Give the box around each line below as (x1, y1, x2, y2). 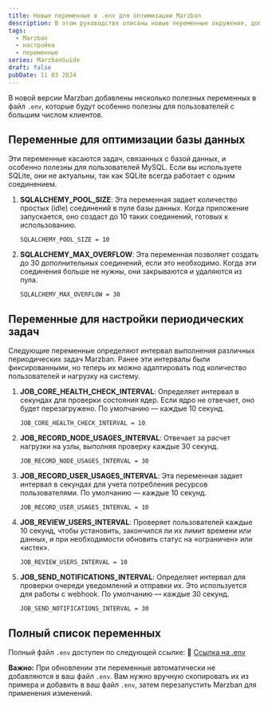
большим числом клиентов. (8, 109, 104, 120)
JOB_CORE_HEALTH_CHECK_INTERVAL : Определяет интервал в (19, 387, 239, 396)
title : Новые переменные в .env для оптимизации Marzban (8, 11, 202, 20)
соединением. (8, 179, 57, 189)
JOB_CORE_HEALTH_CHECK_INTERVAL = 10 (19, 420, 146, 428)
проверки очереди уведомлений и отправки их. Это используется (19, 581, 247, 590)
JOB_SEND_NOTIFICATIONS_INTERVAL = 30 (19, 605, 149, 613)
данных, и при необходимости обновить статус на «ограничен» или (19, 534, 253, 544)
